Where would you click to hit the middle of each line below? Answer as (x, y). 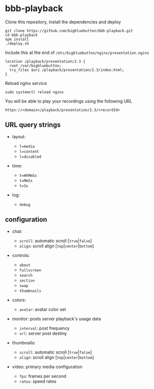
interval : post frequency (44, 328)
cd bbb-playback (21, 35)
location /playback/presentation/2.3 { (45, 61)
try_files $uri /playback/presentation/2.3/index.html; (67, 70)
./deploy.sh (17, 43)
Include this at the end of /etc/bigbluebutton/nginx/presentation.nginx (77, 52)
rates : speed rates (38, 381)
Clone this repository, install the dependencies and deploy (63, 22)
